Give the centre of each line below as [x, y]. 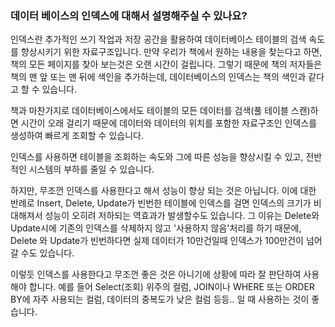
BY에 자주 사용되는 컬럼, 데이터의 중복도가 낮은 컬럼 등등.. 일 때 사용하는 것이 [160, 299]
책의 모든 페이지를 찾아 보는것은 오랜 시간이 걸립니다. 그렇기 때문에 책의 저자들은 [166, 64]
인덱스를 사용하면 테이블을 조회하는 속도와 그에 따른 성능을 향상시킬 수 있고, [157, 157]
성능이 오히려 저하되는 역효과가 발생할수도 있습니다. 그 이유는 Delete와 [182, 216]
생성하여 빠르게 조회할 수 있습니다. [77, 136]
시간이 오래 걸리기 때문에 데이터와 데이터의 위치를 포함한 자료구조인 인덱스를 [169, 123]
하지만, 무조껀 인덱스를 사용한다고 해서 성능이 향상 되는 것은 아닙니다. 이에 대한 [163, 191]
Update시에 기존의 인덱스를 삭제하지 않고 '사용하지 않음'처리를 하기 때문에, [156, 228]
